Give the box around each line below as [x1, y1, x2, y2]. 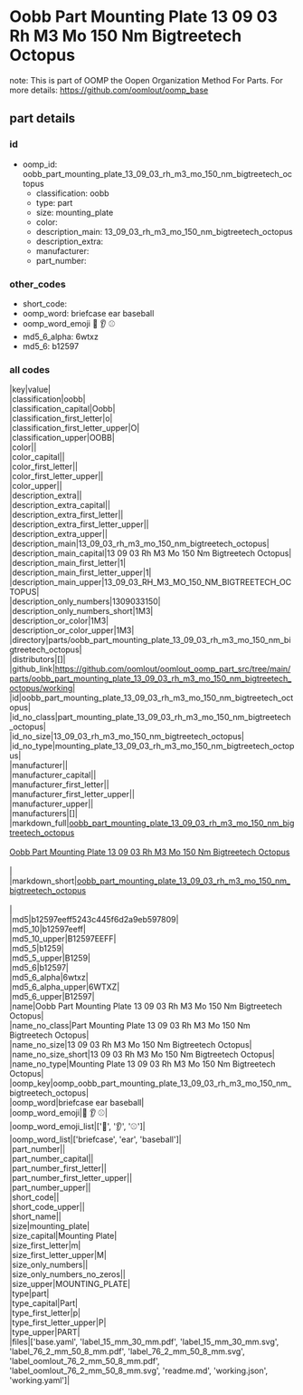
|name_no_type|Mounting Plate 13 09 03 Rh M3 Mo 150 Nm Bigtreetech [9, 1058, 276, 1069]
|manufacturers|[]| [9, 808, 79, 819]
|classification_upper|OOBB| [9, 433, 115, 444]
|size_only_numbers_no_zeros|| [9, 1269, 127, 1280]
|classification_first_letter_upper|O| [9, 423, 140, 434]
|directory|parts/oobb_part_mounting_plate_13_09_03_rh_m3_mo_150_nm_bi [9, 635, 291, 646]
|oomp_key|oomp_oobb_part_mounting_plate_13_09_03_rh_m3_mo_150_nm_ [9, 1078, 292, 1089]
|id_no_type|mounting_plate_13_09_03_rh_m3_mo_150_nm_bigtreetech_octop [9, 741, 295, 752]
